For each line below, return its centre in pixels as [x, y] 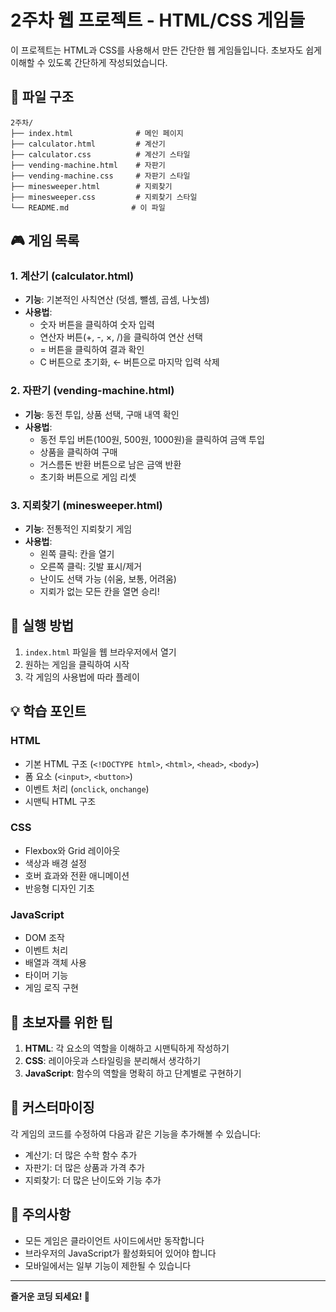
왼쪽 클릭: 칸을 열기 [77, 554]
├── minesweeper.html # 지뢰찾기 [91, 186]
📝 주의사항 [41, 1214]
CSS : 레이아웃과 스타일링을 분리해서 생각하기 [113, 1060]
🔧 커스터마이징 [52, 1107]
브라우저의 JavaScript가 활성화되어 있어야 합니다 [120, 1253]
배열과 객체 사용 [55, 963]
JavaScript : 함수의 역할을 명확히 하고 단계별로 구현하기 [133, 1073]
